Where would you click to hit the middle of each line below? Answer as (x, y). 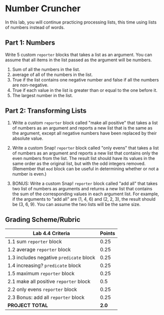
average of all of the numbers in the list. (53, 75)
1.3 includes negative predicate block (52, 258)
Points (108, 234)
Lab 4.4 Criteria (51, 234)
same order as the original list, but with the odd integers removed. (79, 163)
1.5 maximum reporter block (41, 274)
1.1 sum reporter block (35, 242)
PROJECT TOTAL (28, 306)
